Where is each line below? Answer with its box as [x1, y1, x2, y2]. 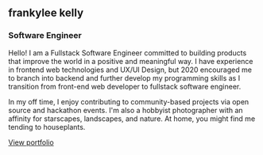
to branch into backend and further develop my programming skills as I [8, 73, 241, 82]
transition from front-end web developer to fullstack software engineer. [8, 81, 242, 91]
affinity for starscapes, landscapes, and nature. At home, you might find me [8, 114, 256, 123]
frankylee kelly [8, 6, 84, 20]
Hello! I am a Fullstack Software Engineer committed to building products [8, 47, 247, 58]
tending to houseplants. [8, 122, 86, 131]
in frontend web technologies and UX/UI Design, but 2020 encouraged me [8, 65, 253, 74]
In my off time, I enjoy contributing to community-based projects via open [8, 96, 249, 106]
